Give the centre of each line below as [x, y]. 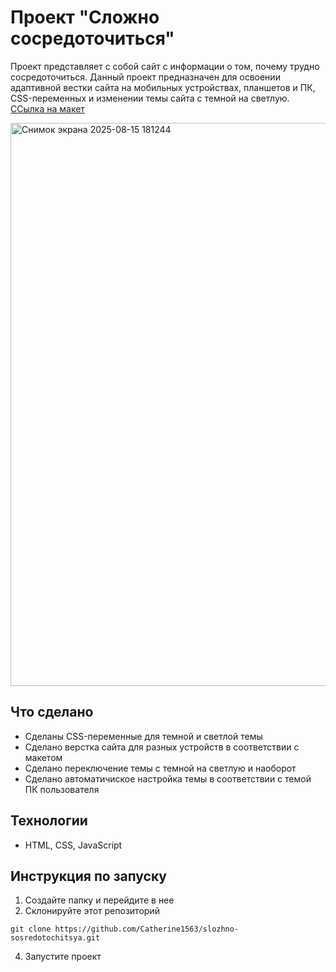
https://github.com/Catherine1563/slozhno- [147, 929]
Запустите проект [63, 957]
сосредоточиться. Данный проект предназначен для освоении [145, 77]
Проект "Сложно [85, 17]
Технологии [49, 821]
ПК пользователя [62, 789]
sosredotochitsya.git [55, 938]
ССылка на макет [47, 108]
